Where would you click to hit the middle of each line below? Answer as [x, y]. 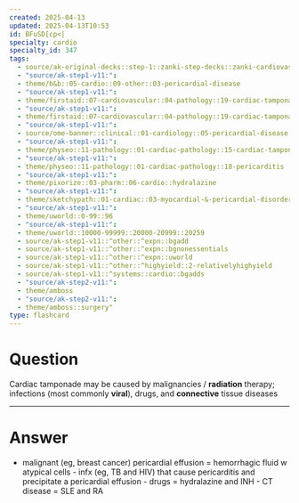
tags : [19, 59]
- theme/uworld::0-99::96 [65, 216]
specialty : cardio [43, 42]
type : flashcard [39, 316]
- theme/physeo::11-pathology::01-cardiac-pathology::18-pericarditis [151, 166]
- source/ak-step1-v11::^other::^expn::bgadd [103, 241]
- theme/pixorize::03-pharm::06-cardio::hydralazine [117, 183]
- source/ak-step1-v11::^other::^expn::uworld [105, 258]
